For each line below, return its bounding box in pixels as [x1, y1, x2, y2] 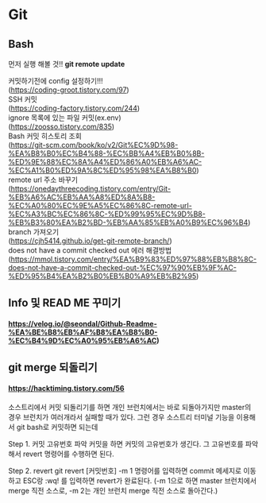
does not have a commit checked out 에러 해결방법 [8, 246, 172, 255]
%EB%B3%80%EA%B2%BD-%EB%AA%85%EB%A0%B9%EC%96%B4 [8, 218, 249, 227]
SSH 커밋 [8, 95, 38, 104]
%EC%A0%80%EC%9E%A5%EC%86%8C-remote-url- [8, 201, 192, 210]
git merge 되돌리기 [8, 361, 98, 374]
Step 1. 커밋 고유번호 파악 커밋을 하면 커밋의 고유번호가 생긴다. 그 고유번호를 [8, 439, 244, 448]
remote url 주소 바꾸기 [8, 175, 78, 184]
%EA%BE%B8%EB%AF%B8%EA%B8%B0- [8, 327, 158, 337]
